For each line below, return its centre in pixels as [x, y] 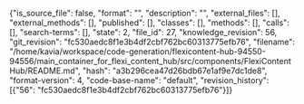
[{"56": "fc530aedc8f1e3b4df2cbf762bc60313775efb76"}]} [121, 90]
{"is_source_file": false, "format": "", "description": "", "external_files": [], [145, 13]
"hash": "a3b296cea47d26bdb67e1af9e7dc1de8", [175, 71]
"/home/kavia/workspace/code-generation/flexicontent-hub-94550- [137, 52]
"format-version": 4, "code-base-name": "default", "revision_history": [139, 80]
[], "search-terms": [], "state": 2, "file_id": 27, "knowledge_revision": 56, [143, 32]
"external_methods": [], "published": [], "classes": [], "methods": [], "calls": [150, 23]
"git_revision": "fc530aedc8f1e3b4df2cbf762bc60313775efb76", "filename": [152, 42]
